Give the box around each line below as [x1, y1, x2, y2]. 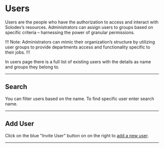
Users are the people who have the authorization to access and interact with [5, 19, 159, 25]
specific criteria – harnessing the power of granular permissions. [5, 29, 135, 35]
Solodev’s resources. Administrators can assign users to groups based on [5, 24, 154, 30]
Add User [5, 120, 34, 128]
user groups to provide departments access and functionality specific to [5, 44, 150, 50]
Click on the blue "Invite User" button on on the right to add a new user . [5, 132, 149, 138]
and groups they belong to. [5, 64, 60, 70]
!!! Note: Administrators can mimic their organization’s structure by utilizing [5, 39, 155, 44]
